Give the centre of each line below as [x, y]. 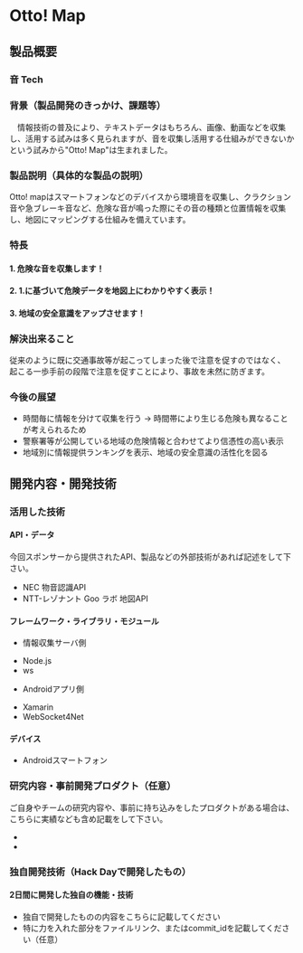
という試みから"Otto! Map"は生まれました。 [91, 149]
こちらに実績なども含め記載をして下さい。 [89, 818]
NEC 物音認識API [54, 587]
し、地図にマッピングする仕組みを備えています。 [100, 220]
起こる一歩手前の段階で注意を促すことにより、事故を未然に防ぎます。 [139, 372]
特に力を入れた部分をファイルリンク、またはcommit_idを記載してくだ [152, 928]
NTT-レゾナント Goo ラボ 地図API [85, 599]
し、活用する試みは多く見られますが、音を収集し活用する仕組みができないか [152, 138]
